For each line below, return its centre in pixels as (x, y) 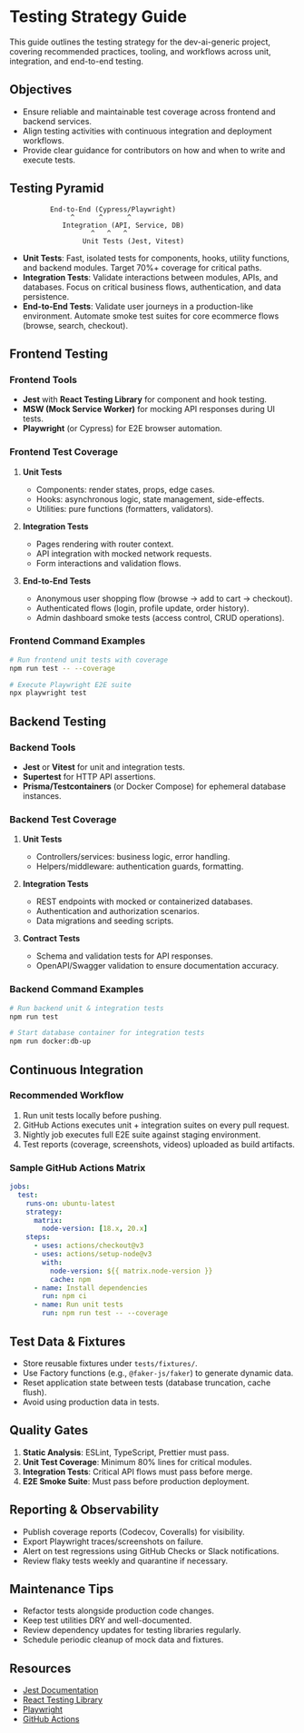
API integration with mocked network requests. (124, 553)
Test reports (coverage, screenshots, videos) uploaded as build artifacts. (158, 1144)
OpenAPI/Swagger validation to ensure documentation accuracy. (157, 966)
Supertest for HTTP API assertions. (89, 777)
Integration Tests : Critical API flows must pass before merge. (137, 1472)
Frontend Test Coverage (64, 452)
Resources (40, 1668)
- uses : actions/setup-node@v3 (93, 1255)
